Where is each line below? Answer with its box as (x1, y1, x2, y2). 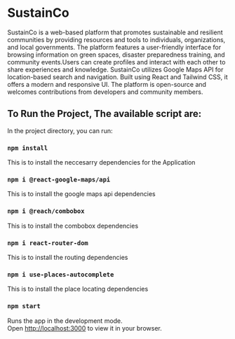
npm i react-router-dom (7, 239, 89, 247)
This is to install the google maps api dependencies (7, 190, 156, 198)
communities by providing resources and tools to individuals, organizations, (7, 35, 226, 43)
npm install (7, 144, 48, 152)
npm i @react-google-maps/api (7, 175, 111, 184)
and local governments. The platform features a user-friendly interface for (7, 43, 222, 51)
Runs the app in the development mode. (7, 317, 123, 325)
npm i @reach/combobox (7, 207, 85, 215)
